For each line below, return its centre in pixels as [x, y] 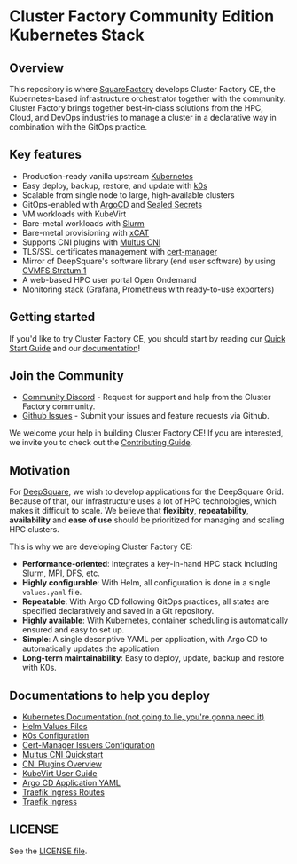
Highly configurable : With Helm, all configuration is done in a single [146, 583]
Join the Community [66, 376]
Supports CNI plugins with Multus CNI [91, 242]
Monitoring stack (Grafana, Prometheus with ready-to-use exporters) [148, 289]
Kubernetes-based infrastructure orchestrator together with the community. [148, 98]
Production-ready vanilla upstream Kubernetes [107, 176]
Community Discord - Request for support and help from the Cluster [147, 397]
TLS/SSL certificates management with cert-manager [120, 251]
